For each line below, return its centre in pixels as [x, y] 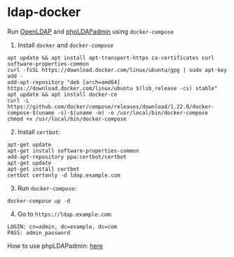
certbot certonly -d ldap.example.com [64, 175]
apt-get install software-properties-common [73, 151]
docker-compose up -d [39, 201]
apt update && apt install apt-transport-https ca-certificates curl [111, 58]
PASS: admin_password [39, 233]
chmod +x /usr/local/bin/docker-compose [67, 119]
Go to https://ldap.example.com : [65, 214]
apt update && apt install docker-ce [62, 94]
